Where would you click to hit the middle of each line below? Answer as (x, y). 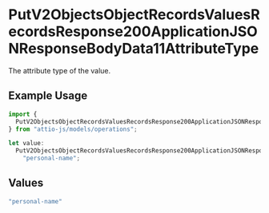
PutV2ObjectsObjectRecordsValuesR (134, 15)
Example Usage (48, 96)
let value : (26, 144)
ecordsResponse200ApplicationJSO (133, 32)
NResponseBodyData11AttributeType (134, 49)
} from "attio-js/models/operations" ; (73, 129)
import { (23, 114)
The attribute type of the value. (60, 70)
